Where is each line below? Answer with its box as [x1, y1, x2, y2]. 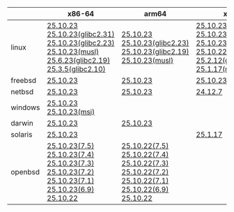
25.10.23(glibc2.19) [121, 47, 189, 56]
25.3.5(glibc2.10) [47, 64, 106, 74]
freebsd [10, 76, 37, 85]
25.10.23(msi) [47, 107, 95, 116]
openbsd [10, 167, 40, 176]
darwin [10, 119, 33, 128]
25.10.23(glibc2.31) [47, 29, 115, 39]
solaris [10, 130, 33, 139]
